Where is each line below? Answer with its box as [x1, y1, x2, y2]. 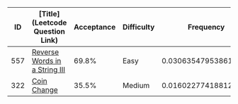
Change [31, 85, 58, 94]
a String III [31, 65, 66, 74]
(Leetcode [31, 18, 67, 27]
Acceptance [74, 22, 116, 32]
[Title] [38, 9, 60, 18]
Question [33, 27, 65, 36]
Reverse [31, 47, 59, 57]
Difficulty [123, 22, 155, 32]
